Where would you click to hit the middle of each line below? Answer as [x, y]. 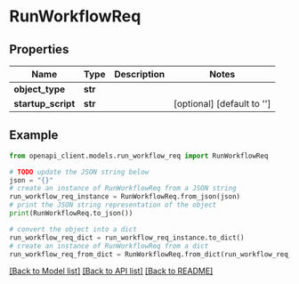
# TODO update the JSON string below [79, 172]
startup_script [44, 104]
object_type [40, 89]
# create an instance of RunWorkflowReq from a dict [109, 246]
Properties [39, 49]
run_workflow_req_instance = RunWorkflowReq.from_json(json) [125, 197]
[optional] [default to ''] [222, 104]
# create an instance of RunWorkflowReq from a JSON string [123, 189]
